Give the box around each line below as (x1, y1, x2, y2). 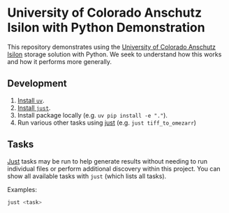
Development (7, 78, 68, 90)
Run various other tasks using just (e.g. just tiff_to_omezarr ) (17, 118, 197, 127)
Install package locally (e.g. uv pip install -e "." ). (17, 111, 168, 119)
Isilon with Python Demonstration (7, 19, 205, 35)
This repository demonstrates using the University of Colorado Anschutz (7, 42, 216, 51)
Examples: (7, 185, 37, 194)
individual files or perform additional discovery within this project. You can (7, 164, 221, 173)
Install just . (17, 103, 51, 112)
